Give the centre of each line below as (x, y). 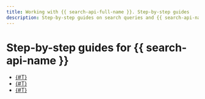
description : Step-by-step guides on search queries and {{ (85, 18)
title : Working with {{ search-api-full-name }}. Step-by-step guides (98, 12)
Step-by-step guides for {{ (75, 48)
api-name (31, 60)
